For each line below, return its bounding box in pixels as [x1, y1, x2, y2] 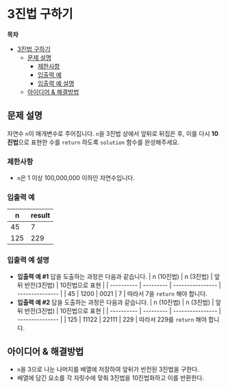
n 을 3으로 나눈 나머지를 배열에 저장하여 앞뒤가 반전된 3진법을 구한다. [16, 365, 200, 374]
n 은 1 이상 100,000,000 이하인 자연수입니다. [16, 174, 135, 182]
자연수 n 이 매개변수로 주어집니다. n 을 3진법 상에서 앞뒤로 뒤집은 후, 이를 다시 [7, 129, 210, 137]
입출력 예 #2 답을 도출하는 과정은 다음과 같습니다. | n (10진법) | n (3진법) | [16, 298, 214, 306]
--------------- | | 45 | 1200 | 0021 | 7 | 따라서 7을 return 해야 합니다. [16, 289, 207, 297]
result [30, 211, 51, 220]
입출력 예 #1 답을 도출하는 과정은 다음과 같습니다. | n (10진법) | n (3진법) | [16, 272, 214, 280]
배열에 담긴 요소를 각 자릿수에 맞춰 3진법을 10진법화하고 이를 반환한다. [16, 374, 204, 382]
